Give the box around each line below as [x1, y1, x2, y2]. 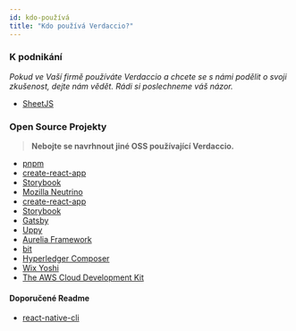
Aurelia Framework [21, 234, 92, 245]
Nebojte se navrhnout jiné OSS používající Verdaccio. [30, 140, 234, 152]
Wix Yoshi [21, 263, 60, 274]
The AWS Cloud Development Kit [21, 272, 145, 283]
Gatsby [21, 216, 49, 226]
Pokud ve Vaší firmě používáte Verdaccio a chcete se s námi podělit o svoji [9, 71, 288, 81]
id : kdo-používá [9, 13, 70, 22]
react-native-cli [21, 312, 80, 323]
